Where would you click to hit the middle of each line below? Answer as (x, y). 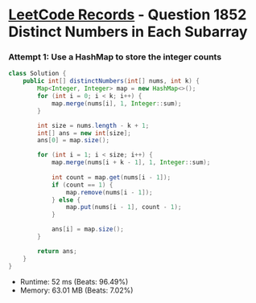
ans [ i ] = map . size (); (88, 229)
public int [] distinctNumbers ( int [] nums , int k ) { (111, 81)
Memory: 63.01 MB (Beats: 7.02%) (76, 290)
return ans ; (58, 251)
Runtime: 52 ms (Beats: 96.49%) (74, 281)
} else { (66, 200)
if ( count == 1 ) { (82, 185)
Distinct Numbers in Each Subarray (128, 32)
